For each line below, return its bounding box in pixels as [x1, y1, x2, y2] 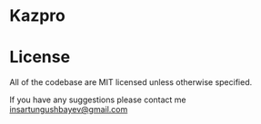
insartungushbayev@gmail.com [9, 104, 128, 115]
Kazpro [9, 5, 65, 26]
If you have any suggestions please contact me [9, 94, 186, 105]
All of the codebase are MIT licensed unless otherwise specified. [9, 77, 253, 88]
